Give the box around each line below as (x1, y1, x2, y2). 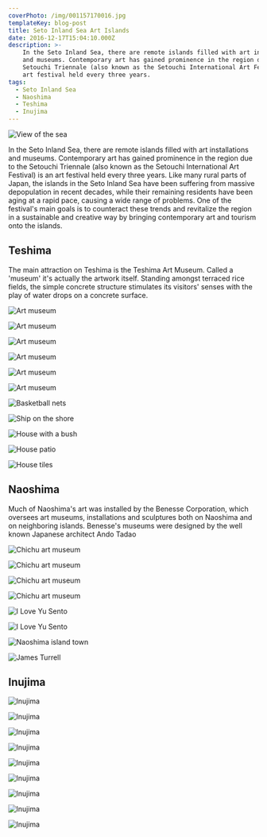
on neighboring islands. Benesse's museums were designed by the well (8, 521, 242, 530)
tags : (8, 78, 26, 86)
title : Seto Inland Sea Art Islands (8, 26, 130, 34)
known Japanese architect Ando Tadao (8, 529, 137, 539)
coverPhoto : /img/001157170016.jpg (8, 11, 126, 20)
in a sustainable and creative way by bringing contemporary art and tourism (8, 212, 257, 222)
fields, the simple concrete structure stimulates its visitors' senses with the (8, 281, 253, 291)
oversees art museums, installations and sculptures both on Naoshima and (8, 512, 253, 521)
